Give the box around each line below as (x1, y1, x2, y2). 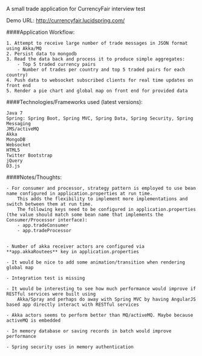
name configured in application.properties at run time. (6, 190, 153, 196)
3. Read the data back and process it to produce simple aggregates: (6, 56, 186, 62)
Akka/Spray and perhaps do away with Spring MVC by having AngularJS (17, 296, 197, 302)
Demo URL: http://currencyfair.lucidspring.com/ (6, 17, 125, 24)
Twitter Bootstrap (6, 152, 53, 158)
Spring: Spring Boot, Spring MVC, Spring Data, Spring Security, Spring (6, 115, 194, 121)
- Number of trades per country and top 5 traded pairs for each (17, 66, 186, 73)
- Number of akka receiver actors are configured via (6, 244, 145, 250)
